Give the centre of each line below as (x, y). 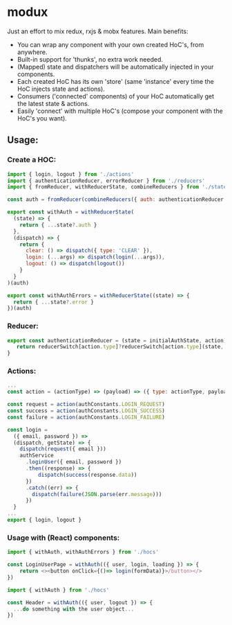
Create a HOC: (32, 160)
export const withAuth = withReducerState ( (71, 212)
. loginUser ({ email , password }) (74, 462)
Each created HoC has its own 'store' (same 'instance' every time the (115, 81)
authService (37, 456)
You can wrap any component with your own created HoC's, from (110, 44)
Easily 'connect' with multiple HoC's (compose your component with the (120, 111)
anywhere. (32, 52)
